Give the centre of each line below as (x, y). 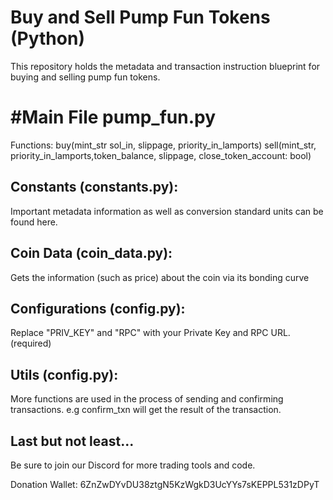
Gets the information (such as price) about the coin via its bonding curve (160, 277)
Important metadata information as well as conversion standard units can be (167, 211)
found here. (34, 222)
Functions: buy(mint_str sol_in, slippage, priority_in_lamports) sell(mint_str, (163, 145)
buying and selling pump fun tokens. (85, 77)
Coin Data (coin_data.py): (91, 253)
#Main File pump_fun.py (113, 117)
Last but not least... (72, 441)
